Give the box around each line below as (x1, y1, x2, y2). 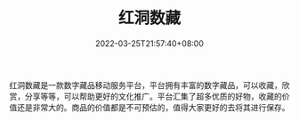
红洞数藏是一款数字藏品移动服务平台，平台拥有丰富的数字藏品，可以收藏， (9, 79, 282, 90)
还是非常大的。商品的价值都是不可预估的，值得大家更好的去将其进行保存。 (16, 101, 290, 112)
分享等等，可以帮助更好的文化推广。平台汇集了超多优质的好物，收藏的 (24, 91, 282, 101)
